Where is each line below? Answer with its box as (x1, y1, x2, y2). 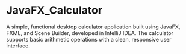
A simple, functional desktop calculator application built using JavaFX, (6, 23, 181, 30)
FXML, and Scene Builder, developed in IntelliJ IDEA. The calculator (6, 29, 173, 36)
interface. (6, 42, 30, 49)
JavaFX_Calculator (6, 4, 103, 17)
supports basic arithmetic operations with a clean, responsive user (6, 36, 172, 43)
